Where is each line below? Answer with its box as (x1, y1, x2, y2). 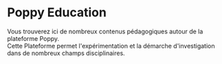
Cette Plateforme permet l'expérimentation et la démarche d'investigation (7, 42, 215, 50)
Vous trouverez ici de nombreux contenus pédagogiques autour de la (7, 27, 203, 35)
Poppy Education (7, 5, 107, 20)
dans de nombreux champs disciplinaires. (7, 49, 125, 57)
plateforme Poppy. (7, 34, 60, 42)
